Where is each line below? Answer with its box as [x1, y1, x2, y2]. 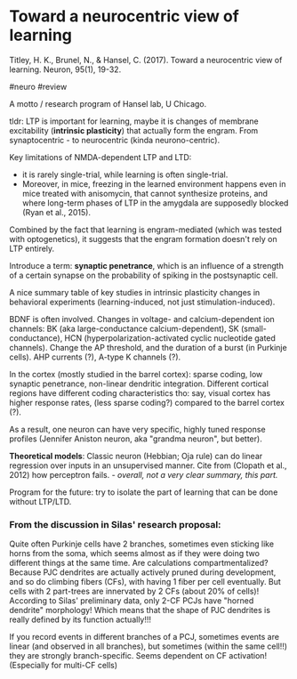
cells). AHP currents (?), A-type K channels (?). [9, 352, 181, 362]
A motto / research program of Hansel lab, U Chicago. [9, 98, 207, 109]
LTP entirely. [9, 243, 55, 254]
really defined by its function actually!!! [9, 614, 152, 625]
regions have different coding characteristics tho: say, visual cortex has [9, 387, 271, 398]
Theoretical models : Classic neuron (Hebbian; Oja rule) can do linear [9, 450, 263, 461]
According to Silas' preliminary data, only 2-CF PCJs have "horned [9, 595, 254, 606]
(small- [240, 323, 267, 334]
